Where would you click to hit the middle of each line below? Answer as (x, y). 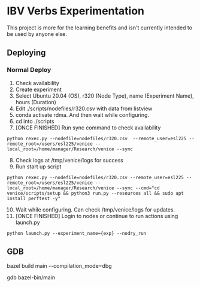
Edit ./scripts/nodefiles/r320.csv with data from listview (84, 108)
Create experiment (39, 89)
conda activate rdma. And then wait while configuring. (82, 114)
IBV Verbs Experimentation (76, 11)
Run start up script (38, 167)
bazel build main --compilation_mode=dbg (60, 266)
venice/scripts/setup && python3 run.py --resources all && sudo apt (96, 193)
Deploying (26, 53)
